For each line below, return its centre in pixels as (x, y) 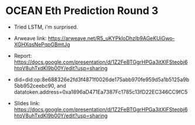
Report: (23, 55)
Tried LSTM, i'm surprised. (46, 27)
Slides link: (27, 103)
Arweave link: (30, 38)
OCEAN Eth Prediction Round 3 (82, 11)
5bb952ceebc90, (35, 85)
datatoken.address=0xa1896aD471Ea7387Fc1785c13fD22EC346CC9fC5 (101, 92)
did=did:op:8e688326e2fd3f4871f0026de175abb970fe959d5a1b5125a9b (102, 79)
